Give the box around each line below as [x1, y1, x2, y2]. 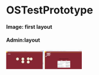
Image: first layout [6, 23, 52, 30]
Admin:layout [6, 36, 40, 44]
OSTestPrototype [6, 4, 94, 17]
